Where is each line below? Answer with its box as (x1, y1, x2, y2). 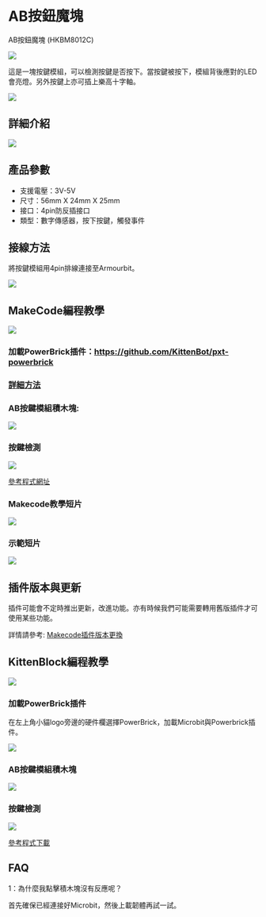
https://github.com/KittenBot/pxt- (93, 346, 230, 357)
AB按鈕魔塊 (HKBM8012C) (8, 35, 94, 44)
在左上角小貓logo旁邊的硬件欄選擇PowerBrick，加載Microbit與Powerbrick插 (8, 718, 256, 727)
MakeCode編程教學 (8, 303, 105, 318)
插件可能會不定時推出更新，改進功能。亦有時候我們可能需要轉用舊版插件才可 (8, 603, 258, 613)
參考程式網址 (8, 476, 50, 486)
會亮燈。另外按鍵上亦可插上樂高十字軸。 (8, 76, 140, 86)
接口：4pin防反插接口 (19, 206, 91, 215)
